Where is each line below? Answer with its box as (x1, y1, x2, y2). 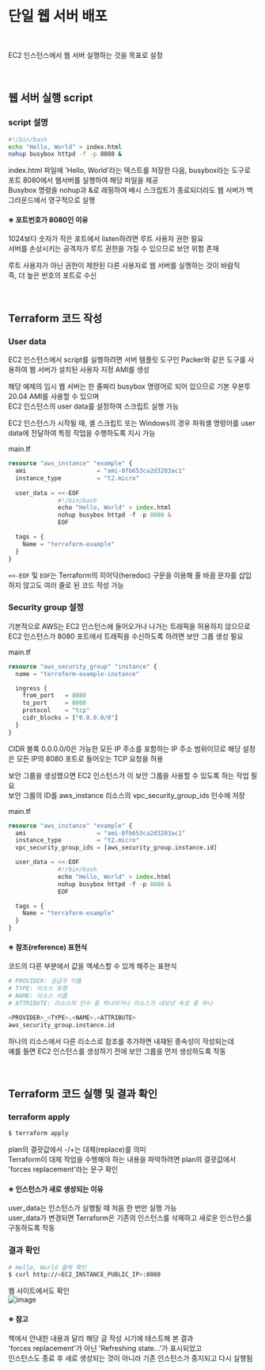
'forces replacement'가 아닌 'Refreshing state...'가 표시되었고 (8, 1343, 203, 1353)
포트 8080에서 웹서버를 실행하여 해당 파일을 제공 (8, 175, 159, 185)
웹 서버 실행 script (8, 91, 93, 105)
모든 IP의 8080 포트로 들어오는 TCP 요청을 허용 (16, 754, 164, 763)
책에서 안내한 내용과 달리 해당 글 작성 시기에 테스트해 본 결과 (8, 1334, 194, 1343)
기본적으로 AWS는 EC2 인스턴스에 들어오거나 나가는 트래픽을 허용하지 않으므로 (8, 621, 251, 631)
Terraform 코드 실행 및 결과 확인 (8, 1087, 158, 1100)
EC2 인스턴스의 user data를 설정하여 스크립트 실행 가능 (8, 401, 180, 411)
